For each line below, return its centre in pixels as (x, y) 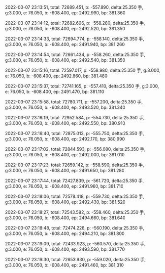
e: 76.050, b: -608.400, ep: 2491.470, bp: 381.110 (55, 91)
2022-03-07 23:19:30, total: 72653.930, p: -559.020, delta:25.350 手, (76, 259)
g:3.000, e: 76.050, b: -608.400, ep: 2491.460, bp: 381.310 (65, 265)
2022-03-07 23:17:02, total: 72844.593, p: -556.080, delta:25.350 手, (75, 149)
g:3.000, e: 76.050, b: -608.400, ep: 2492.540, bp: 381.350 (65, 60)
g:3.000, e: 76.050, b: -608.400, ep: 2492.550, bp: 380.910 (65, 123)
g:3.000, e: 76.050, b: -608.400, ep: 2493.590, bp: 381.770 (65, 249)
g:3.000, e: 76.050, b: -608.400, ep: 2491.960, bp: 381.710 (64, 186)
